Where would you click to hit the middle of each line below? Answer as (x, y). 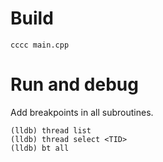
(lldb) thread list (51, 130)
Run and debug (74, 84)
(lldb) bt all (40, 148)
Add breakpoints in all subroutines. (82, 112)
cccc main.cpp (40, 45)
